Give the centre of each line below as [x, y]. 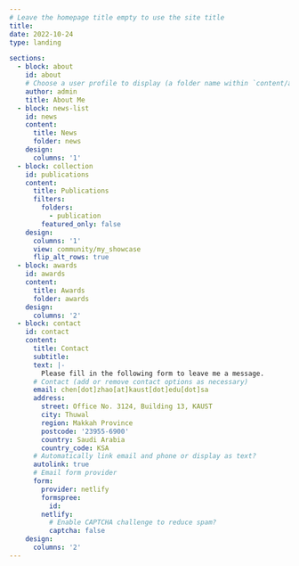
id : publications [57, 175]
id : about [44, 75]
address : [49, 398]
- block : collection [55, 166]
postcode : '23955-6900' [85, 431]
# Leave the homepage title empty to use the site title [117, 17]
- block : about [45, 67]
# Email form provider [75, 473]
